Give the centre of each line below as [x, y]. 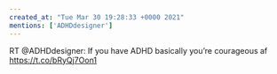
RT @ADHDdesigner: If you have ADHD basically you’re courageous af [138, 50]
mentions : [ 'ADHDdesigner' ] [61, 26]
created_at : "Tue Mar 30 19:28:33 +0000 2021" [97, 17]
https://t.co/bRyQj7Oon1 [53, 60]
